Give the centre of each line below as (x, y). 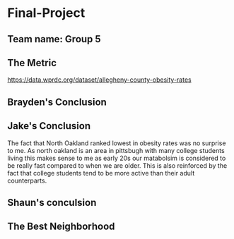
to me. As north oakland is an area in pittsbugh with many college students (116, 150)
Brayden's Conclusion (57, 102)
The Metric (32, 62)
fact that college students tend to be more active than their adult (101, 173)
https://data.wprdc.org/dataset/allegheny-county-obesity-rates (100, 80)
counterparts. (27, 180)
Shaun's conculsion (52, 202)
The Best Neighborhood (61, 227)
